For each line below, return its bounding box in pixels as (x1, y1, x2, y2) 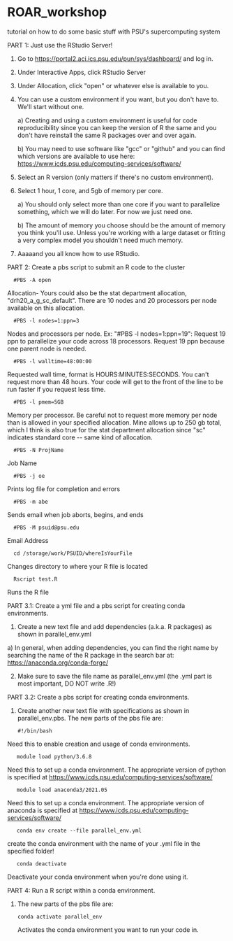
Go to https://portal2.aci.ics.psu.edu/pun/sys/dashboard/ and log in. (17, 54, 213, 63)
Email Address (7, 536, 49, 544)
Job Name (7, 459, 37, 467)
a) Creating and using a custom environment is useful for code (17, 116, 197, 125)
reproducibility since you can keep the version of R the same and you (17, 123, 217, 132)
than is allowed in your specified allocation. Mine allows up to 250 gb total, (7, 418, 222, 427)
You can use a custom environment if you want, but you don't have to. (17, 95, 219, 104)
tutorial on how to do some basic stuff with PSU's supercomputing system (7, 27, 220, 36)
